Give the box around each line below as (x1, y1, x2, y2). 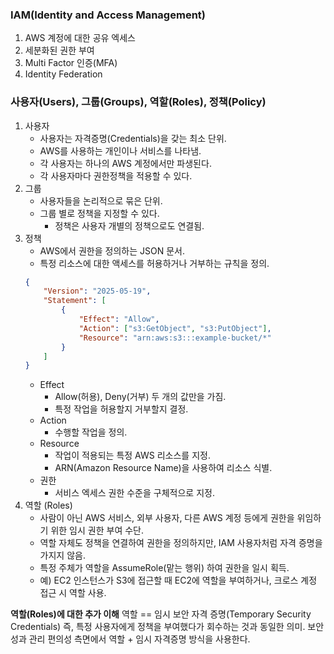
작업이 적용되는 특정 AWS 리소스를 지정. (54, 449, 211, 462)
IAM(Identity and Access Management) (10, 8, 206, 22)
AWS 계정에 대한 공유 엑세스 (24, 32, 136, 44)
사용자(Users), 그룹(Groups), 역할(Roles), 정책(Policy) (10, 95, 267, 109)
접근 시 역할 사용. (39, 587, 107, 599)
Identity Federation (24, 68, 103, 80)
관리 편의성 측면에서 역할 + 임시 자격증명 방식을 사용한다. (28, 633, 251, 645)
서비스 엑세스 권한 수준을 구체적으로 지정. (54, 487, 215, 499)
